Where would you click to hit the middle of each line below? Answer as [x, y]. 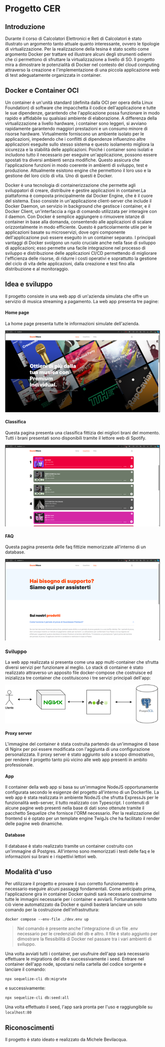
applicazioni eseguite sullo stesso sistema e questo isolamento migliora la [80, 144]
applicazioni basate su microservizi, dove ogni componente [65, 232]
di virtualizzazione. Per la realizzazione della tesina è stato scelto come [77, 49]
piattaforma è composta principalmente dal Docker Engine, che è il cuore [79, 195]
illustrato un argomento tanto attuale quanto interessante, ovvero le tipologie [82, 44]
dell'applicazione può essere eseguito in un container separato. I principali [80, 237]
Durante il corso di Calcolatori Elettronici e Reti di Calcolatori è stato [73, 38]
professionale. [20, 765]
